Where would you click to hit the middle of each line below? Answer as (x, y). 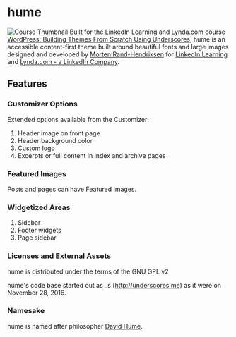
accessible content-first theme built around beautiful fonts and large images (118, 47)
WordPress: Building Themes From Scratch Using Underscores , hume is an (117, 39)
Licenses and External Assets (59, 256)
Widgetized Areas (39, 207)
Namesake (26, 311)
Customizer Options (42, 104)
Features (27, 84)
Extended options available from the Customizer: (78, 119)
